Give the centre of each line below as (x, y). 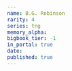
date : (15, 51)
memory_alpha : (27, 32)
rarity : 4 (21, 20)
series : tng (24, 26)
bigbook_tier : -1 (32, 39)
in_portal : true (30, 45)
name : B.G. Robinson (36, 13)
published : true (30, 57)
